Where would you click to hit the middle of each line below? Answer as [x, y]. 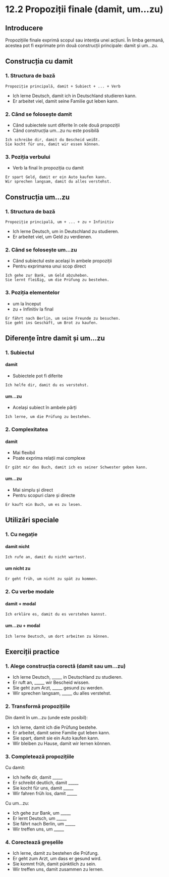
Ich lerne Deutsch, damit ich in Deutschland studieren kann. [75, 96]
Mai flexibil [24, 453]
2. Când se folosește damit [39, 114]
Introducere [24, 28]
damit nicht [17, 546]
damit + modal [21, 603]
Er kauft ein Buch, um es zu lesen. [44, 504]
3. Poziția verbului [28, 157]
